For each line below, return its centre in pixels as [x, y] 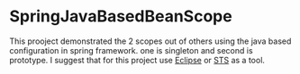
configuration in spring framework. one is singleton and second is [132, 50]
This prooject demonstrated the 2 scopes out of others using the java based [150, 41]
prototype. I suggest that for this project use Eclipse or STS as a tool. [137, 60]
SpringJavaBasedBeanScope [121, 16]
